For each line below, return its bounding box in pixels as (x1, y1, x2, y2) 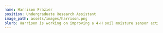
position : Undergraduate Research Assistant (4, 12, 96, 16)
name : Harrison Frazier (4, 7, 53, 12)
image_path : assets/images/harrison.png (4, 16, 88, 21)
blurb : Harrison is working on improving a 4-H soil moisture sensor (4, 20, 149, 26)
